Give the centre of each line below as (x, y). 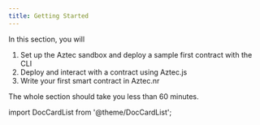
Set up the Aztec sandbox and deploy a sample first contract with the (136, 54)
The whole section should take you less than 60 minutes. (104, 96)
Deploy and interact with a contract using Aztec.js (104, 72)
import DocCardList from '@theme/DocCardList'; (90, 112)
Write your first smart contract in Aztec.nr (90, 80)
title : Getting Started (49, 16)
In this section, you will (47, 39)
